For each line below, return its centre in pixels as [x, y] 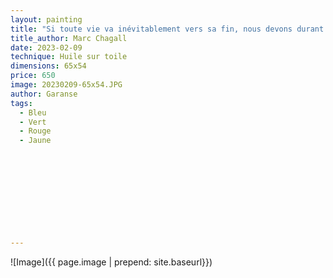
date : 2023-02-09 [46, 47]
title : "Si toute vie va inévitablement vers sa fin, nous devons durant [167, 29]
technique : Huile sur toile [69, 57]
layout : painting [46, 19]
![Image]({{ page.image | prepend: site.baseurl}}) [111, 262]
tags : [21, 103]
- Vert [33, 122]
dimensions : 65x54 [48, 66]
